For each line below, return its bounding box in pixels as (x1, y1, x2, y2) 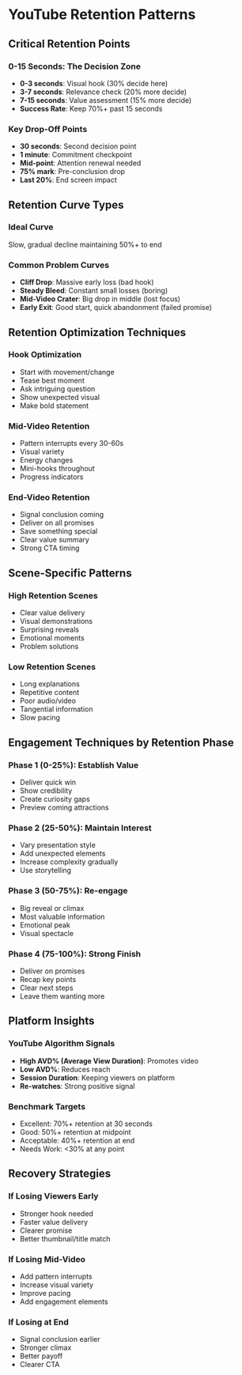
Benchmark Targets (8, 1101, 85, 1112)
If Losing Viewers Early (8, 1191, 99, 1202)
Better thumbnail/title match (19, 1233, 111, 1243)
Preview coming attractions (19, 803, 109, 812)
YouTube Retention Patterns (8, 6, 196, 24)
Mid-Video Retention (8, 421, 90, 432)
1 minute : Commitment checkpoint (19, 150, 133, 160)
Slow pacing (19, 713, 61, 723)
